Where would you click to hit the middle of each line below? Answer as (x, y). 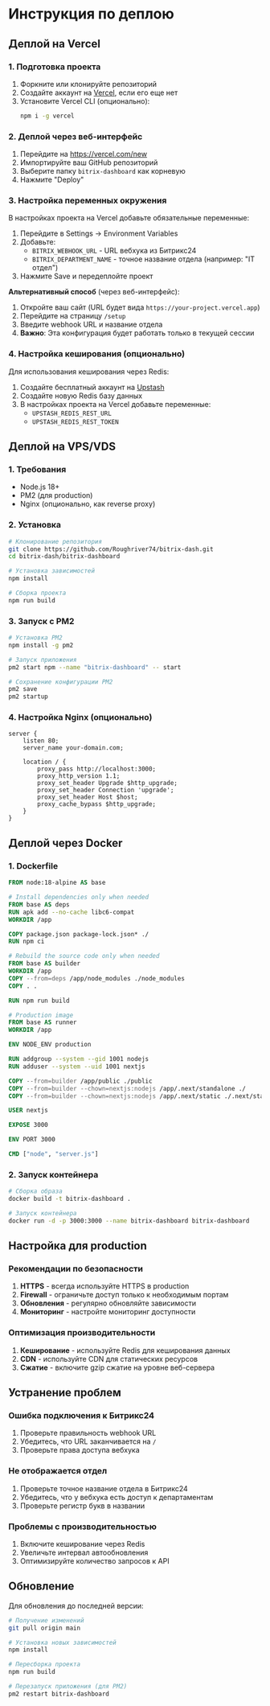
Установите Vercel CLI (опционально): (85, 101)
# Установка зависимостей (51, 571)
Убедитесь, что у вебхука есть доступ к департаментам (117, 1497)
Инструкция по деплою (91, 14)
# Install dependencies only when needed (79, 898)
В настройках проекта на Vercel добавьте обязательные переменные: (129, 218)
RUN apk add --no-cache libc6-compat (72, 912)
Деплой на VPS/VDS (62, 447)
